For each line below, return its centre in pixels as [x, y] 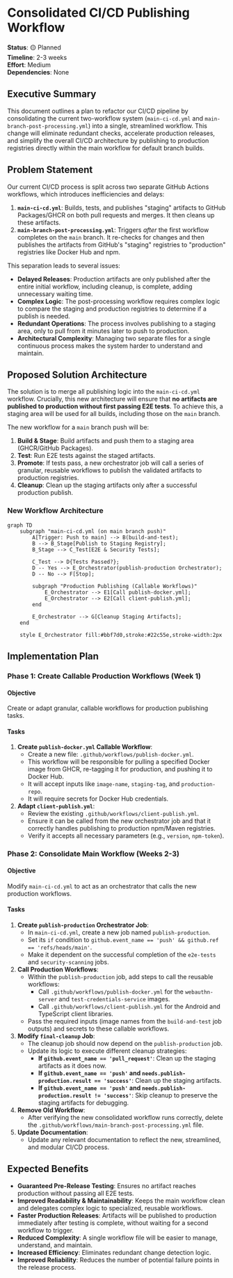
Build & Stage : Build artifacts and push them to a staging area [106, 441]
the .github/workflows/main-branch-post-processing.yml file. [115, 1125]
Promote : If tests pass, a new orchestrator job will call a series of [110, 463]
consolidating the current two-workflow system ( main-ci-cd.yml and [105, 118]
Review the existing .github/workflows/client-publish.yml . [113, 814]
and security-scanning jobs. [68, 962]
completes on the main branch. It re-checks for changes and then [111, 237]
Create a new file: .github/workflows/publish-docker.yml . [111, 755]
